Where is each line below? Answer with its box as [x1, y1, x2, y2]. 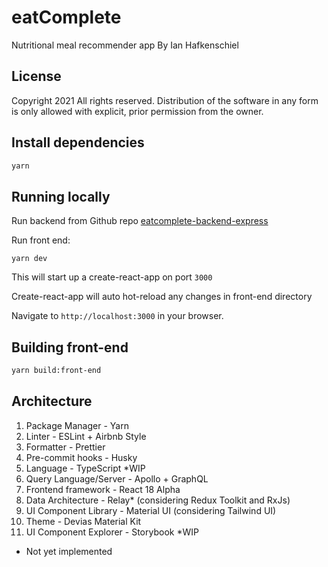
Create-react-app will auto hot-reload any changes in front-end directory [11, 291, 313, 303]
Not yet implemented [25, 545, 113, 557]
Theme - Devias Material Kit [25, 515, 142, 527]
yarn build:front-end [11, 366, 102, 376]
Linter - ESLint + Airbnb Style [25, 430, 147, 442]
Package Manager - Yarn [25, 419, 129, 431]
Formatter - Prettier [25, 441, 106, 453]
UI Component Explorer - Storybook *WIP [25, 526, 199, 538]
